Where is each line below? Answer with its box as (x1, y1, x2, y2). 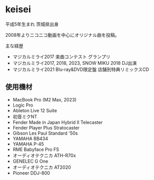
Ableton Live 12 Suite (12, 107, 57, 113)
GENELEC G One (12, 158, 49, 164)
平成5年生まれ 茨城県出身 (5, 21, 59, 27)
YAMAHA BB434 (12, 135, 49, 141)
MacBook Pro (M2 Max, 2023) (12, 96, 77, 102)
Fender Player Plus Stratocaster (12, 124, 80, 131)
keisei (5, 4, 31, 15)
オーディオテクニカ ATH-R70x (12, 152, 76, 159)
